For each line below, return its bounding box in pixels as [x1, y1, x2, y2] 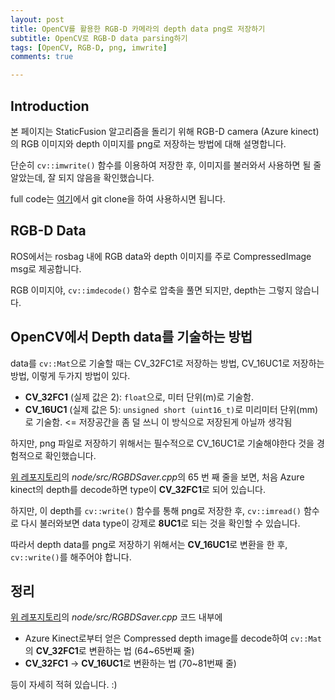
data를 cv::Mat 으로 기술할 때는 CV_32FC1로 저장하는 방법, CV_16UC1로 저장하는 [10, 357, 325, 369]
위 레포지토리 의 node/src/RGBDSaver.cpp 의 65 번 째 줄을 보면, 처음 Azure [10, 471, 305, 483]
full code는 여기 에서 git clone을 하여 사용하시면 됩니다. [10, 192, 226, 205]
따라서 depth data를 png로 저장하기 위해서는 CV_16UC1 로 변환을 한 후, [10, 538, 288, 550]
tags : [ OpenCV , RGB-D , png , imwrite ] [10, 42, 168, 53]
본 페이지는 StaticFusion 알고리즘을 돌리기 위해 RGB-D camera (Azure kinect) [10, 125, 320, 137]
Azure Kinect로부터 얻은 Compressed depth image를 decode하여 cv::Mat [24, 632, 322, 645]
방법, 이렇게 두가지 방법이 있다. [10, 369, 131, 381]
